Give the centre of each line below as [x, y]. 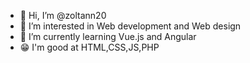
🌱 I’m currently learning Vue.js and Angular [108, 36]
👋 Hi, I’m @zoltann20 [63, 15]
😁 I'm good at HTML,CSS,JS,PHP [89, 47]
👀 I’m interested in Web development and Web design [130, 26]
